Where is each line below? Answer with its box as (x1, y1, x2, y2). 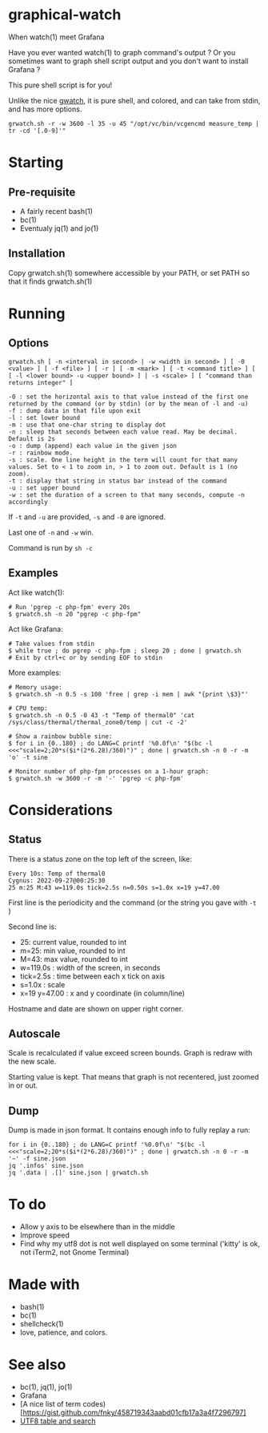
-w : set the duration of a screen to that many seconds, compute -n (8, 490, 246, 499)
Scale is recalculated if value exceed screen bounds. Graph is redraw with (8, 1048, 253, 1058)
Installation (8, 247, 66, 260)
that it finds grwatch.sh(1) (8, 277, 93, 286)
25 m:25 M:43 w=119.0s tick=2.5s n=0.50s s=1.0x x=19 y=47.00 (8, 883, 220, 891)
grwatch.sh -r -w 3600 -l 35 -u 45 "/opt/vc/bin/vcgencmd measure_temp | (8, 119, 260, 127)
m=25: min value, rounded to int (19, 946, 126, 955)
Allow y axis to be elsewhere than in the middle (19, 1222, 175, 1232)
